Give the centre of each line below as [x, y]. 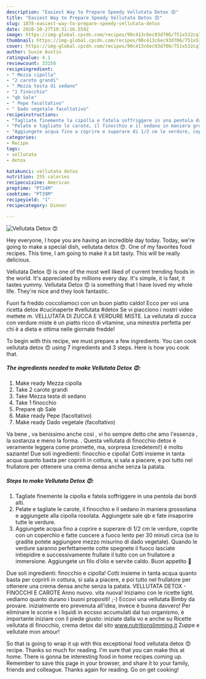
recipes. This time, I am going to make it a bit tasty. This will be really [93, 253]
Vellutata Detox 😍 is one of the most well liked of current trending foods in [101, 271]
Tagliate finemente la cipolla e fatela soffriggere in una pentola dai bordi [106, 496]
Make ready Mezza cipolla [48, 383]
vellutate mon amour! [33, 632]
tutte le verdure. [36, 522]
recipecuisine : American [38, 183]
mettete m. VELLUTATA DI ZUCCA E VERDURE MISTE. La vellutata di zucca [101, 316]
